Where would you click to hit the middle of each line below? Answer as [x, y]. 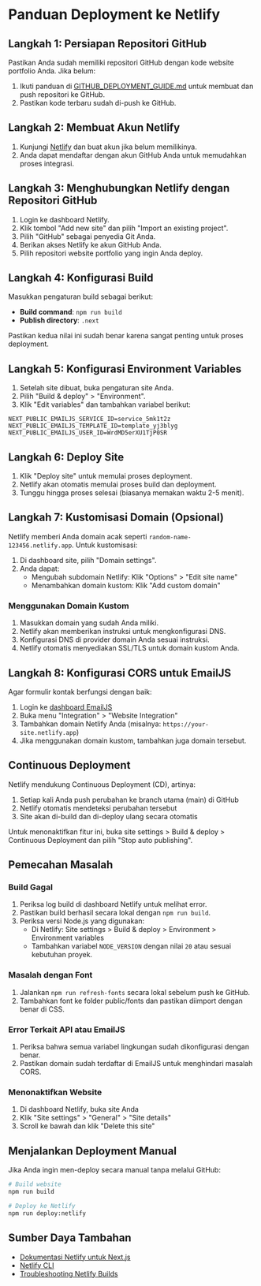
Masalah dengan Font [50, 975]
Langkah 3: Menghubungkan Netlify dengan [119, 188]
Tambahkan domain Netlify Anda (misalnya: [90, 724]
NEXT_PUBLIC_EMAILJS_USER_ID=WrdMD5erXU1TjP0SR [88, 433]
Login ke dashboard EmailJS [66, 706]
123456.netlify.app [40, 546]
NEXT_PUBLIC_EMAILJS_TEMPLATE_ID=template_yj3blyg [93, 426]
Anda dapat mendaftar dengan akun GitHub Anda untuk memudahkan [133, 155]
